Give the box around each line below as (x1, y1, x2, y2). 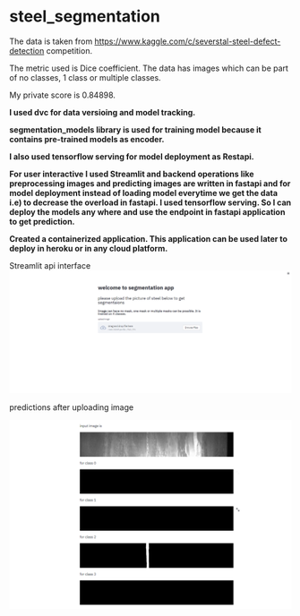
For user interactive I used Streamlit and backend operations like (9, 168, 254, 179)
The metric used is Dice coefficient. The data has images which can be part (9, 63, 289, 73)
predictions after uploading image (9, 401, 134, 413)
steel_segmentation (9, 6, 161, 27)
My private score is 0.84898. (9, 90, 116, 100)
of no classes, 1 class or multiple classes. (9, 72, 161, 82)
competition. (46, 45, 92, 56)
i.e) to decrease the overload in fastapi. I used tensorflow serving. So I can (9, 197, 292, 208)
